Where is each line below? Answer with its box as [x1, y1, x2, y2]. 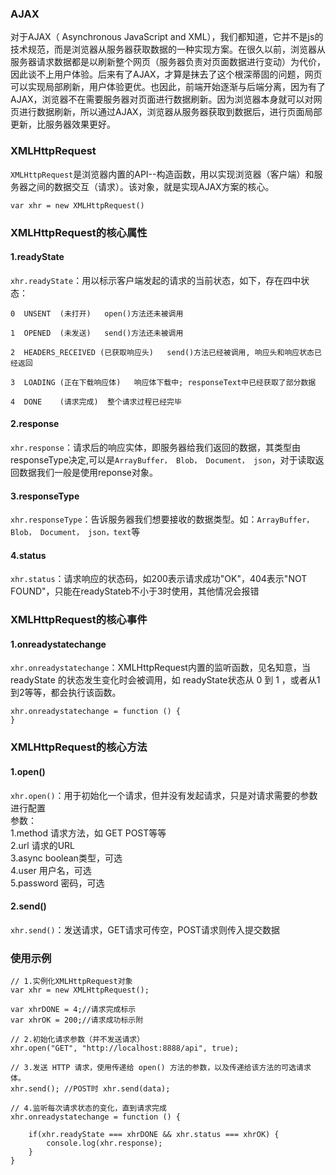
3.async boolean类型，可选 [10, 852, 123, 864]
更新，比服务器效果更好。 [10, 118, 116, 131]
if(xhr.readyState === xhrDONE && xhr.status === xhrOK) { [28, 1130, 280, 1140]
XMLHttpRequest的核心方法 [10, 740, 148, 754]
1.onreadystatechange [10, 638, 107, 650]
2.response [10, 418, 60, 430]
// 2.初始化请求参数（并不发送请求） [10, 1035, 145, 1045]
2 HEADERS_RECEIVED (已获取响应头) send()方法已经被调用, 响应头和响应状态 [10, 347, 315, 357]
